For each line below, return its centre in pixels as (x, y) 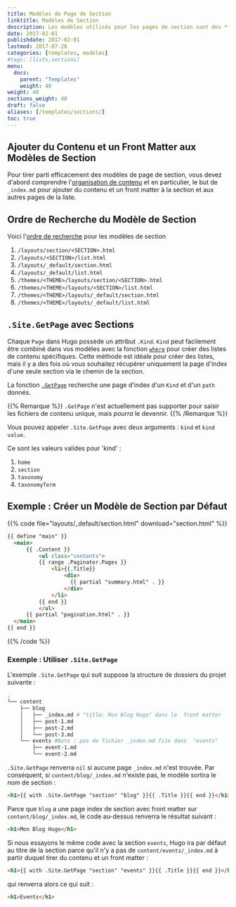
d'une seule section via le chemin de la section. (76, 372)
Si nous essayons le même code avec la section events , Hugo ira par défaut (117, 842)
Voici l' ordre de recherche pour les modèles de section (87, 236)
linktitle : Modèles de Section (53, 20)
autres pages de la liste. (42, 197)
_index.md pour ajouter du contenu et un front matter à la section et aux (111, 190)
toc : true (22, 118)
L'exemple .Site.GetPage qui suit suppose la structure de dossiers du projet (117, 675)
